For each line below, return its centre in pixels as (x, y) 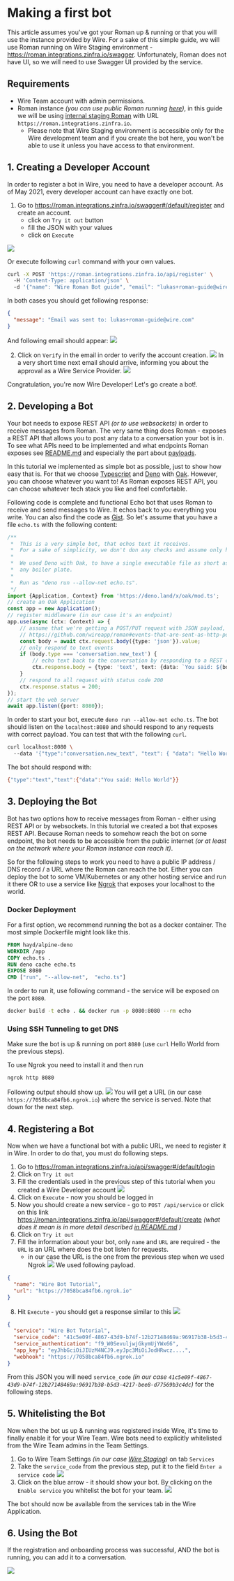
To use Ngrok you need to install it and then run (76, 1065)
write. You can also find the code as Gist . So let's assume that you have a (112, 517)
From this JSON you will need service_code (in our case (87, 1377)
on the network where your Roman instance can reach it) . (90, 848)
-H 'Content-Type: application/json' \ (71, 281)
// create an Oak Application (51, 602)
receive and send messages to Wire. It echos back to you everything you (112, 510)
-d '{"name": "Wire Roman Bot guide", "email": (84, 287)
